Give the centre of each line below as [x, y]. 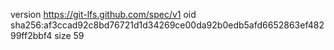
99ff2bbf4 [31, 35]
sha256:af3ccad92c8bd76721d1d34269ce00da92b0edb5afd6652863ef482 [167, 25]
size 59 [69, 35]
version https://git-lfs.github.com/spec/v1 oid [103, 14]
